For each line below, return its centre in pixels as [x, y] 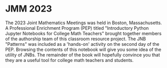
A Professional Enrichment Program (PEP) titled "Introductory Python [77, 28]
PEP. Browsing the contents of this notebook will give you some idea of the [83, 49]
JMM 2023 [29, 9]
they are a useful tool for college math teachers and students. [70, 60]
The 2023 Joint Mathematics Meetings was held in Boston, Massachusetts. [83, 23]
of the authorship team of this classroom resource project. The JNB [76, 39]
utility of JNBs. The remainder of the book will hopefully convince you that [83, 55]
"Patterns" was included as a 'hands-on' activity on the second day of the [82, 44]
